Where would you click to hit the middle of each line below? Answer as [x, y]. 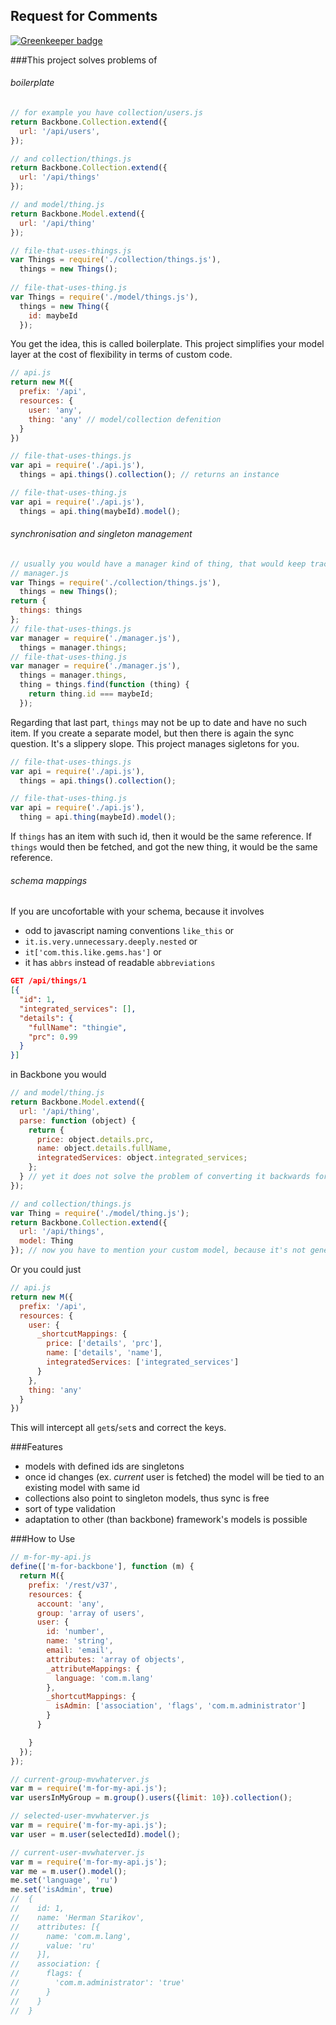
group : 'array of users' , [90, 1613]
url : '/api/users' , [60, 131]
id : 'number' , [75, 1632]
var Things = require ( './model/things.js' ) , [104, 297]
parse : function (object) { [78, 1120]
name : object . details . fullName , [104, 1149]
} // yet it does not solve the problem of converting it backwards [165, 1177]
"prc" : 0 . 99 [53, 1037]
